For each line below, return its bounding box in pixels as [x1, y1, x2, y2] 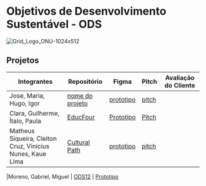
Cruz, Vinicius [9, 142, 50, 151]
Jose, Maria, [9, 91, 45, 100]
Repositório [67, 77, 103, 86]
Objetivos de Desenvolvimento [6, 4, 167, 18]
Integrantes [18, 77, 53, 86]
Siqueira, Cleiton [9, 134, 57, 143]
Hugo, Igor [9, 99, 40, 108]
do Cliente [164, 81, 196, 89]
